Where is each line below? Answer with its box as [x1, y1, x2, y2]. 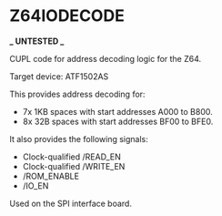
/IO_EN [22, 180, 49, 191]
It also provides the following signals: [9, 133, 148, 144]
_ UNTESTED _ [9, 36, 65, 46]
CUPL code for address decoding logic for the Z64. [9, 53, 202, 64]
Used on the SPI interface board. [9, 198, 132, 209]
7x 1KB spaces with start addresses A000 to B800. [22, 106, 214, 117]
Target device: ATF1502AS [9, 70, 109, 82]
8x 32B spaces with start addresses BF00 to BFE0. [22, 116, 214, 127]
